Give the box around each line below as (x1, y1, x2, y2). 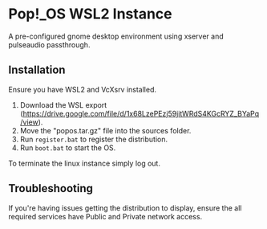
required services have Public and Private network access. (8, 211, 203, 221)
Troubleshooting (8, 182, 94, 195)
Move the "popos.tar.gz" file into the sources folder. (19, 125, 192, 135)
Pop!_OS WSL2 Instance (8, 5, 172, 23)
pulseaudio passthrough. (8, 39, 91, 49)
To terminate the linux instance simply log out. (8, 158, 160, 168)
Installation (8, 63, 66, 77)
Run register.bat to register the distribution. (19, 134, 168, 144)
